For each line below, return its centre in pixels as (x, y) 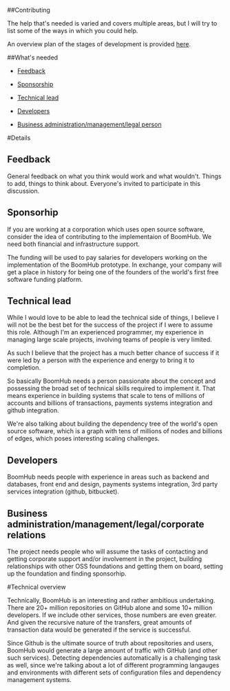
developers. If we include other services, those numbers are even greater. (112, 615)
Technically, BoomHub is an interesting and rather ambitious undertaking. (111, 600)
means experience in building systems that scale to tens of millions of (106, 396)
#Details (19, 138)
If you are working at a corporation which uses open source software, (106, 229)
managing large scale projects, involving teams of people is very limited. (109, 340)
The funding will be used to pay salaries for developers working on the (107, 257)
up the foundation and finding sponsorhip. (67, 574)
